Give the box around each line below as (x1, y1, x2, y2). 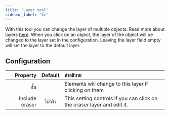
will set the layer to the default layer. (5, 42, 81, 48)
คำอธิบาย (64, 72, 82, 79)
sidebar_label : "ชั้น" (5, 12, 48, 17)
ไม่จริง (45, 98, 57, 105)
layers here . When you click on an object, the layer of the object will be (5, 31, 153, 37)
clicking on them (64, 87, 104, 94)
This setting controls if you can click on (64, 95, 158, 102)
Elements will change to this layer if (64, 81, 148, 88)
